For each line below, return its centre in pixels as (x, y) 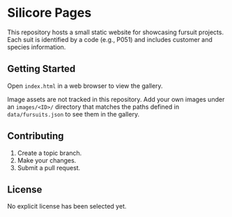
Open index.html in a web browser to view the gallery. (85, 86)
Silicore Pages (49, 13)
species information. (37, 47)
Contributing (36, 136)
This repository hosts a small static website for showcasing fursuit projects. (116, 32)
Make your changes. (47, 160)
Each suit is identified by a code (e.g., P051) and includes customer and (110, 39)
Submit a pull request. (49, 167)
